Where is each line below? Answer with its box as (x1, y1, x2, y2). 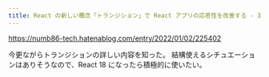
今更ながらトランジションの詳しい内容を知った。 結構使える (8, 49, 207, 60)
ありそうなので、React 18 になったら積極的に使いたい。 (22, 60, 207, 69)
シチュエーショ (206, 49, 256, 60)
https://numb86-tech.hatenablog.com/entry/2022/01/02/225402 (8, 33, 222, 43)
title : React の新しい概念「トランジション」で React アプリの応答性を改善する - (8, 11, 255, 20)
